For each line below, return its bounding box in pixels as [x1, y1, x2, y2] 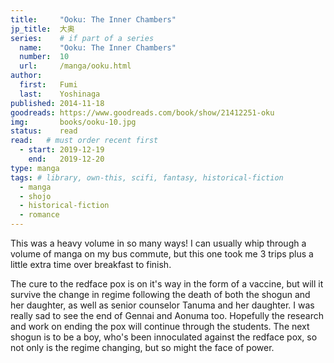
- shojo [19, 191, 52, 201]
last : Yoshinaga [19, 89, 101, 99]
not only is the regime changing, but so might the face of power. [10, 342, 275, 353]
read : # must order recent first [10, 136, 159, 146]
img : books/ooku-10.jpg [10, 117, 137, 127]
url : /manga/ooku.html [19, 61, 132, 71]
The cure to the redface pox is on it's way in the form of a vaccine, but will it [10, 278, 324, 290]
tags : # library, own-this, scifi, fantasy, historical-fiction [10, 172, 284, 183]
